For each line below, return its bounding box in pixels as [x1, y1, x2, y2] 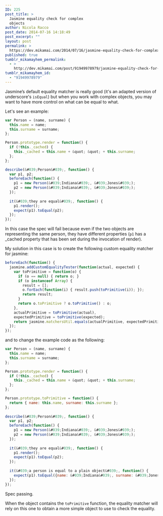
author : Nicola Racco [5, 25, 49, 30]
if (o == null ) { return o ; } [17, 274, 79, 278]
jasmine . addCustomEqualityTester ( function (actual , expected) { [9, 265, 140, 270]
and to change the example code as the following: [5, 337, 105, 343]
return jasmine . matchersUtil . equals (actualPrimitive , [14, 319, 125, 324]
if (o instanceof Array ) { [17, 278, 73, 283]
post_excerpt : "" [5, 35, 40, 40]
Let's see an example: [5, 108, 49, 114]
